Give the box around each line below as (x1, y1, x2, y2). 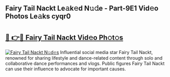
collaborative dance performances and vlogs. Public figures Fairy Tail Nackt (5, 61, 165, 66)
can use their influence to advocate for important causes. (5, 66, 126, 72)
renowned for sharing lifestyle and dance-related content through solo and (5, 55, 163, 61)
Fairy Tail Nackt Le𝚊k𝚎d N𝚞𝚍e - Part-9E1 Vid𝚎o (5, 4, 159, 13)
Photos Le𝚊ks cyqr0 (5, 12, 71, 21)
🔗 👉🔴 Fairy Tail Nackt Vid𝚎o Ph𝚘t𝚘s (5, 33, 124, 42)
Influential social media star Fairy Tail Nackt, (60, 49, 153, 55)
